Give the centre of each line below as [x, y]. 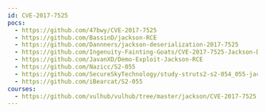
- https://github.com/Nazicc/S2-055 [75, 67]
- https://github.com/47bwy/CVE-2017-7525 [86, 30]
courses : [22, 89]
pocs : [16, 23]
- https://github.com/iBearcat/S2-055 [79, 81]
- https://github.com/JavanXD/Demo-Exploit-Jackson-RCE [109, 60]
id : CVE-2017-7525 [38, 15]
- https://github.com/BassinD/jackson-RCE [86, 37]
